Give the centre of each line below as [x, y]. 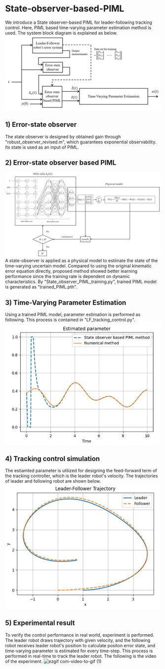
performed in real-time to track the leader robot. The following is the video [81, 656]
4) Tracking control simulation [53, 459]
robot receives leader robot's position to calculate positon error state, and [80, 645]
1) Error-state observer [41, 125]
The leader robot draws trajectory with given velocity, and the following [78, 640]
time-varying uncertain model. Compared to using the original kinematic [79, 266]
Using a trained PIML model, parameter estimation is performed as [73, 315]
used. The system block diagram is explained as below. [61, 33]
